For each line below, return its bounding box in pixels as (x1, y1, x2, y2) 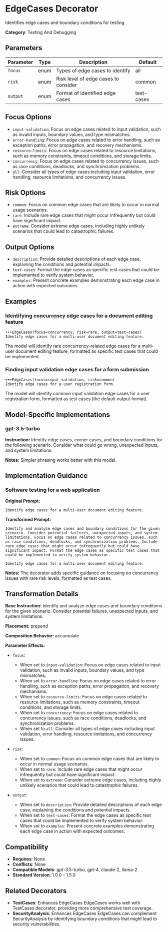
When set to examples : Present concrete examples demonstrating (19, 823, 154, 829)
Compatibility (5, 842, 48, 851)
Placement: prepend (5, 623, 48, 629)
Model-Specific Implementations (5, 410, 110, 419)
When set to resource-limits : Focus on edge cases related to (19, 694, 147, 700)
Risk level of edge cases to (56, 75, 119, 82)
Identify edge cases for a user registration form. (5, 382, 115, 387)
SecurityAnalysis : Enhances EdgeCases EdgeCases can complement (12, 910, 157, 916)
